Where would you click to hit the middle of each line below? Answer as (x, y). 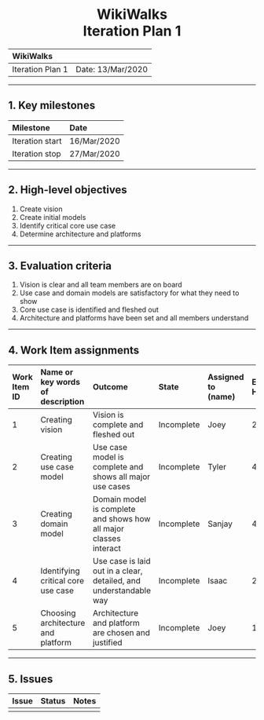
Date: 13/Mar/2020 (112, 69)
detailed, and (117, 581)
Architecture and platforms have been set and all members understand (134, 318)
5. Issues (31, 679)
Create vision (41, 209)
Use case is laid (122, 561)
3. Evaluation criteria (60, 266)
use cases (112, 487)
